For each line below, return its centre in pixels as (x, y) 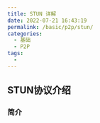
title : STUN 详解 (32, 14)
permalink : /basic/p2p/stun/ (50, 27)
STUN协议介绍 (39, 90)
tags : (15, 54)
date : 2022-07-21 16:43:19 (47, 20)
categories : (25, 34)
